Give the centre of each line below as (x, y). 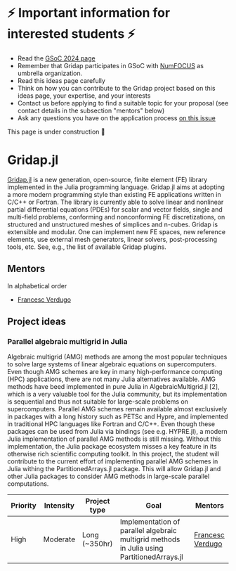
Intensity (59, 506)
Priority (24, 506)
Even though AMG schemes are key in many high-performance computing (115, 372)
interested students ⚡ (71, 34)
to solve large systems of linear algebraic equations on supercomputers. (112, 364)
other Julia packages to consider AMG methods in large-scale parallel (109, 476)
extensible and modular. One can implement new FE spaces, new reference (117, 231)
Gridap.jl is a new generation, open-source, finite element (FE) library (107, 179)
